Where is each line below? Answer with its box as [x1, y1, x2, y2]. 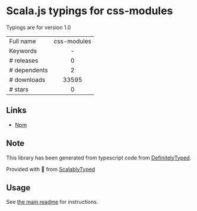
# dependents [9, 66, 49, 74]
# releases [9, 56, 39, 65]
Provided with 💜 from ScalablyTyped [6, 165, 96, 172]
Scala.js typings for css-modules [6, 4, 173, 18]
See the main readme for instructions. [6, 199, 99, 206]
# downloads [9, 75, 46, 84]
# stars [9, 85, 28, 93]
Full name [9, 37, 37, 45]
